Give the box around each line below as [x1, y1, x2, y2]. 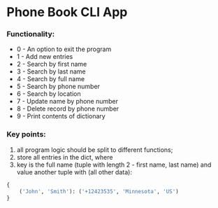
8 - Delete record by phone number [16, 104, 119, 113]
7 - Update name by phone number [16, 97, 119, 106]
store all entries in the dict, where [16, 153, 113, 161]
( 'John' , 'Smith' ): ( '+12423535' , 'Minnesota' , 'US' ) [19, 188, 179, 195]
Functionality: [6, 29, 55, 39]
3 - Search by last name [16, 67, 86, 76]
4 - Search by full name [16, 75, 85, 83]
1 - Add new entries [16, 53, 73, 61]
